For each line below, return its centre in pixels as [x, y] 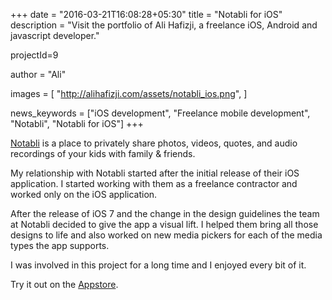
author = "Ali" [38, 74]
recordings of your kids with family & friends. [103, 153]
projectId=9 [34, 55]
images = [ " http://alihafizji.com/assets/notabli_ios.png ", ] [129, 93]
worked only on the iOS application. [84, 194]
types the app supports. [60, 245]
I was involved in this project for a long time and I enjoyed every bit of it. [158, 265]
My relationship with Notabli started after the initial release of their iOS [155, 173]
